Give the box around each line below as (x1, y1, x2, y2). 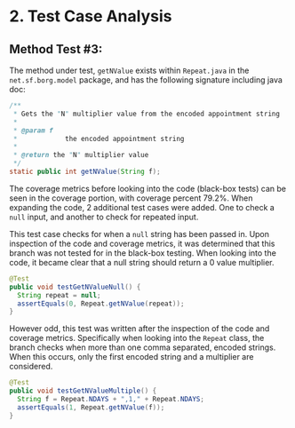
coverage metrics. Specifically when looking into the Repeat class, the (9, 333, 265, 344)
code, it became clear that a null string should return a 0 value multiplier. (9, 257, 275, 267)
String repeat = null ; (17, 290, 101, 299)
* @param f (12, 126, 53, 135)
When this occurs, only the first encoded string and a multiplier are (9, 352, 254, 362)
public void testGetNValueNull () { (9, 282, 141, 291)
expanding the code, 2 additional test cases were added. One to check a (9, 202, 275, 212)
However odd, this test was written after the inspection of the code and (9, 323, 270, 334)
